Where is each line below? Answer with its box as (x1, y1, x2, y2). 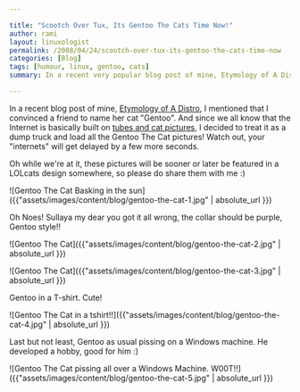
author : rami (9, 29, 58, 38)
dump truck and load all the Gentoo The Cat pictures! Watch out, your (9, 131, 265, 142)
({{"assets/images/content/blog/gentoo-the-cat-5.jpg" (9, 372, 211, 383)
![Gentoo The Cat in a (9, 309, 88, 320)
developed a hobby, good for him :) (9, 346, 139, 356)
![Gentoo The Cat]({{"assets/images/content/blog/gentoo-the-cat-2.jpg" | (9, 238, 281, 249)
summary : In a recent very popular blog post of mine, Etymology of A (9, 71, 278, 80)
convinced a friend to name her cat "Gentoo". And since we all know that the (9, 113, 291, 123)
